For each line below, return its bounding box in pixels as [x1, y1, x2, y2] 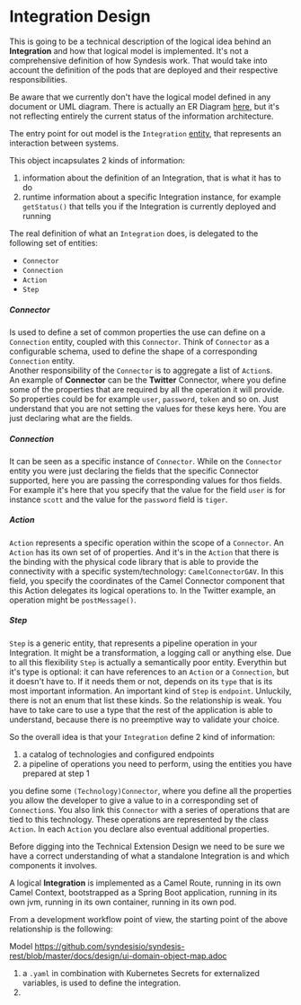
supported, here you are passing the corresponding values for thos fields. [9, 474, 283, 486]
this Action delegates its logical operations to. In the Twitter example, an [9, 585, 276, 595]
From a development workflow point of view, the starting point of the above [9, 913, 288, 924]
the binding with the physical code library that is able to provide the [9, 556, 259, 567]
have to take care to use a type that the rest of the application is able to [9, 704, 273, 715]
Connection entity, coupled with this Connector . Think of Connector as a [9, 336, 270, 347]
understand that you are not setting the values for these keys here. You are [9, 402, 287, 414]
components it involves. [9, 860, 98, 870]
